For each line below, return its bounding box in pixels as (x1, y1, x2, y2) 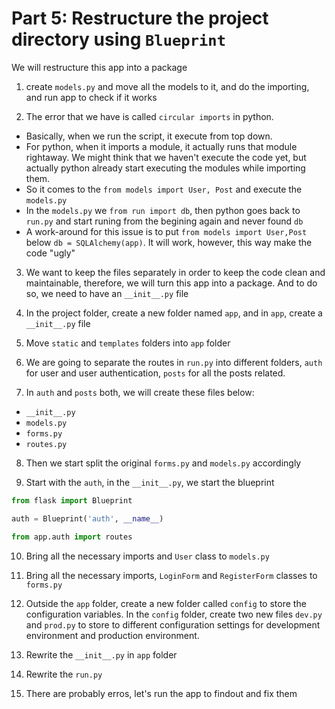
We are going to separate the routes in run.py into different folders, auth (25, 356, 323, 368)
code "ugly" (25, 247, 76, 259)
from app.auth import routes (11, 532, 133, 542)
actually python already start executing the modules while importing (25, 162, 306, 174)
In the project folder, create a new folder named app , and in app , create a (25, 307, 323, 319)
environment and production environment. (25, 629, 200, 641)
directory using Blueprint (11, 28, 226, 51)
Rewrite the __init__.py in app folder (25, 648, 178, 661)
